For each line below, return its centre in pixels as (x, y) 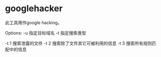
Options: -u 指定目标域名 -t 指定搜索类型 (46, 33)
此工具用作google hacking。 (34, 22)
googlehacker (34, 9)
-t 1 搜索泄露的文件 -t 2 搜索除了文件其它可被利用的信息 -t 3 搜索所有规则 (79, 43)
